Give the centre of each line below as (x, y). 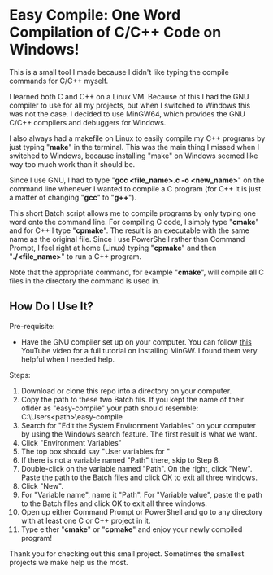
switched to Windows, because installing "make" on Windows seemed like (134, 156)
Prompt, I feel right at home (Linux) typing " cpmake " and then (113, 248)
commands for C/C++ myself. (59, 81)
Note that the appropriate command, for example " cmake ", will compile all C (137, 272)
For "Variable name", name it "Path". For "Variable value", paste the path (141, 494)
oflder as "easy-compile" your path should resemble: (110, 408)
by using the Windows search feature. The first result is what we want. (139, 434)
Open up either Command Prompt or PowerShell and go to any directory (142, 511)
